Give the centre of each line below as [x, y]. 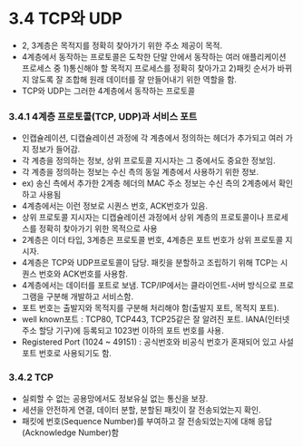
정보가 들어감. [56, 150]
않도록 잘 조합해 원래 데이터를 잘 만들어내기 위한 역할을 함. [134, 79]
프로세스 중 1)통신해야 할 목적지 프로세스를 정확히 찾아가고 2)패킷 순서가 [148, 68]
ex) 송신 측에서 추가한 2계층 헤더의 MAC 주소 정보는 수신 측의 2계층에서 [149, 183]
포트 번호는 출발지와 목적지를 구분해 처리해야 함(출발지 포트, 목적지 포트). [150, 308]
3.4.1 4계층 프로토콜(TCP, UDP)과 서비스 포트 [103, 116]
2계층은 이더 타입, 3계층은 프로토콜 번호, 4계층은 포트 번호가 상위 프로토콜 [152, 240]
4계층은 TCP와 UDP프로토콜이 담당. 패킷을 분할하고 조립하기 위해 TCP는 [150, 263]
